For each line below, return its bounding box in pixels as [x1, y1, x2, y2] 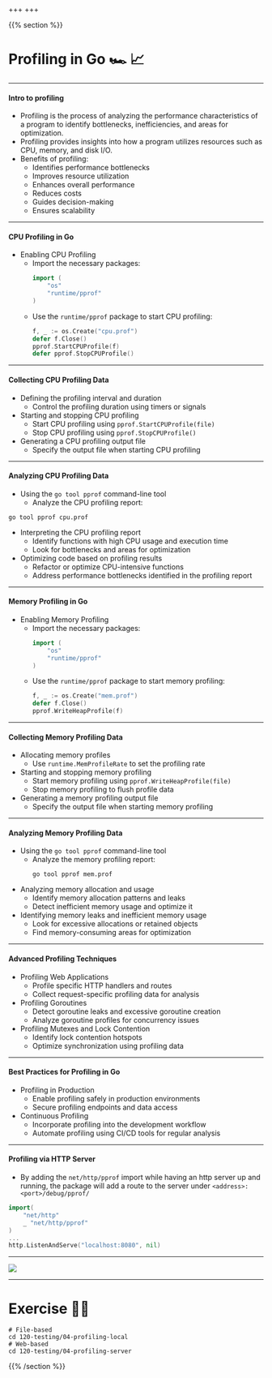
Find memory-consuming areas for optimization [32, 928, 192, 938]
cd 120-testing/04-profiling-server [8, 1347, 132, 1355]
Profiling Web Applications [19, 972, 109, 981]
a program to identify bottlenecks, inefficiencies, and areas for [19, 119, 229, 130]
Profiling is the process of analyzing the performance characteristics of [19, 111, 258, 121]
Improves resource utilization [32, 171, 130, 181]
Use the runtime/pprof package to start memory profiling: [32, 676, 225, 686]
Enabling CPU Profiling [19, 250, 96, 260]
